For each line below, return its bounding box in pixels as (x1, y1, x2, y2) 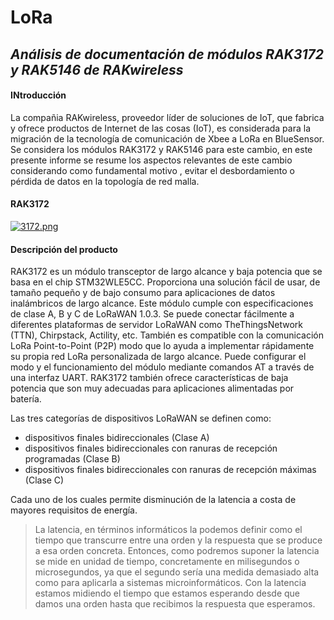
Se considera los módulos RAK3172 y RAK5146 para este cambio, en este (10, 143, 313, 155)
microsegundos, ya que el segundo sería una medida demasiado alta (34, 566, 320, 578)
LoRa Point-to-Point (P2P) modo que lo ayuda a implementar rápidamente (10, 340, 315, 352)
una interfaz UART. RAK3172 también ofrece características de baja (10, 372, 289, 384)
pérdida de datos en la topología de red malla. (10, 175, 200, 187)
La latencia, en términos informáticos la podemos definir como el (34, 524, 303, 536)
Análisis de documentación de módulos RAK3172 (10, 46, 325, 63)
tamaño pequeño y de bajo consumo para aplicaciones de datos (10, 287, 276, 299)
